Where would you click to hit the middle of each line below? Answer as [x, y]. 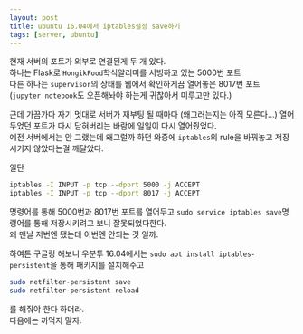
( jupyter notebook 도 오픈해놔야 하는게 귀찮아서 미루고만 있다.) [121, 95]
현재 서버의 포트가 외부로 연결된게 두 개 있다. [88, 62]
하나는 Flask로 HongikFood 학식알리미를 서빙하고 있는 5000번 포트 [125, 72]
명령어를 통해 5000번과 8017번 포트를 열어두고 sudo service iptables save [146, 212]
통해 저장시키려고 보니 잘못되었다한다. [100, 224]
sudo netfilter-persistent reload [75, 291]
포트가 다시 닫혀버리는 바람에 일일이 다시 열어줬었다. [125, 126]
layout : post [34, 18]
